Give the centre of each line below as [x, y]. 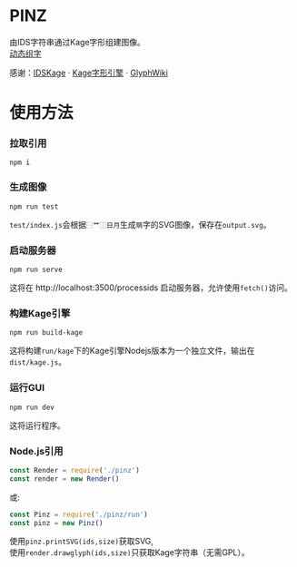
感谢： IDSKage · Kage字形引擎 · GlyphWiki [89, 73]
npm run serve [36, 270]
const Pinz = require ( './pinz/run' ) [79, 514]
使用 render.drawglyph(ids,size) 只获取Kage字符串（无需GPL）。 [129, 552]
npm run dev [32, 407]
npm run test [34, 206]
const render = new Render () [64, 479]
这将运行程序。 [37, 425]
